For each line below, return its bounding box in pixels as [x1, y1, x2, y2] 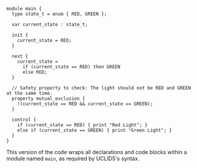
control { [12, 117, 36, 123]
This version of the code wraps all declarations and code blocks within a [6, 149, 187, 155]
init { [12, 32, 28, 38]
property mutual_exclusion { [12, 95, 85, 102]
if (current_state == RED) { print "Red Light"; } [17, 122, 148, 128]
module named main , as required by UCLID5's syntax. [6, 155, 140, 162]
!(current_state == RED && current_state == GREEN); [17, 101, 153, 107]
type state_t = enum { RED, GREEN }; [12, 11, 107, 17]
